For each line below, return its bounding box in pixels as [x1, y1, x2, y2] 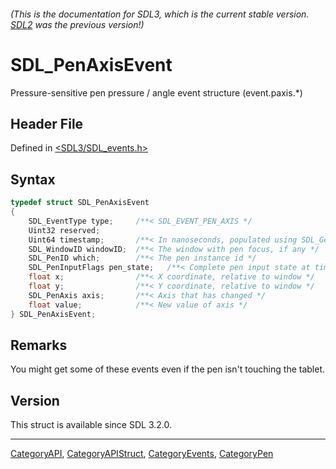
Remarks [10, 336, 68, 354]
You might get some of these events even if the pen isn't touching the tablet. [10, 363, 326, 375]
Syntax [10, 171, 56, 188]
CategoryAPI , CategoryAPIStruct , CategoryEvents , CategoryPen [10, 448, 274, 460]
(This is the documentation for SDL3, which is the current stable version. [10, 8, 310, 20]
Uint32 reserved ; [28, 225, 101, 235]
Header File [10, 115, 84, 132]
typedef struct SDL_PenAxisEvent [10, 198, 150, 208]
